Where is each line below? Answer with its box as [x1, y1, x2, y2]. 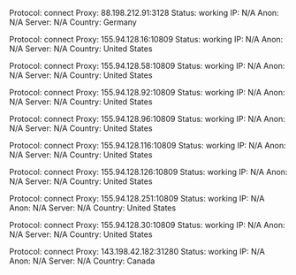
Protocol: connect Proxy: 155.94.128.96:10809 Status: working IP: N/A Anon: [9, 114, 285, 124]
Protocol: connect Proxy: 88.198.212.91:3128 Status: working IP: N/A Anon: [9, 8, 280, 18]
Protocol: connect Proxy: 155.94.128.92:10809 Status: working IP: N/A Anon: [9, 88, 285, 97]
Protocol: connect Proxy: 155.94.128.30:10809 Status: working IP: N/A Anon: [9, 220, 285, 230]
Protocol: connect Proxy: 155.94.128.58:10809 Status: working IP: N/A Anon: [9, 61, 285, 71]
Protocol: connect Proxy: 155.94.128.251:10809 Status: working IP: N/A [9, 194, 265, 203]
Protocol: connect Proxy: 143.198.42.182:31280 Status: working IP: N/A [9, 247, 265, 256]
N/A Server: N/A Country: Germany [9, 17, 137, 27]
